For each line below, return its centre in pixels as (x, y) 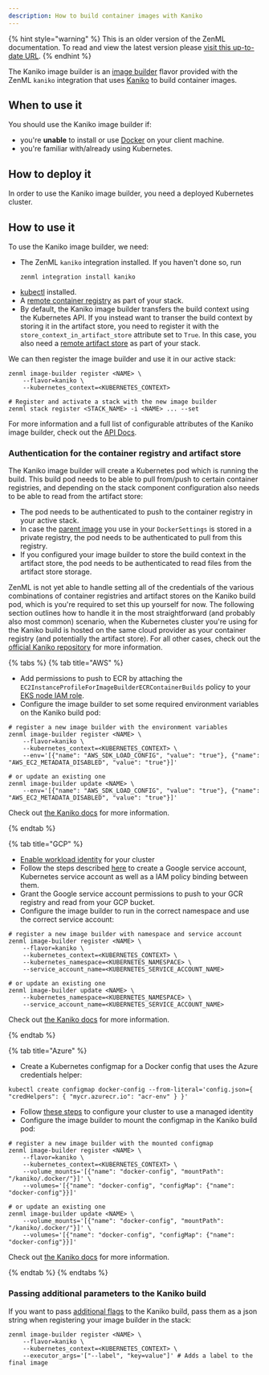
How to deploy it (50, 174)
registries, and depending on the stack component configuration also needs (134, 488)
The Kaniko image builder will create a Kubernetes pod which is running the (133, 471)
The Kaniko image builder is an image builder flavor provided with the (123, 71)
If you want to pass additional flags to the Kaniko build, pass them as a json (133, 1311)
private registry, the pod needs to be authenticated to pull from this (131, 538)
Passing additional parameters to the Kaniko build (108, 1294)
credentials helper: (51, 1075)
